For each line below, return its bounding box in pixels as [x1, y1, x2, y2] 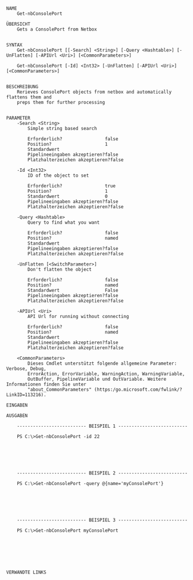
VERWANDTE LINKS [6, 569, 46, 575]
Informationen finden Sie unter [6, 381, 86, 387]
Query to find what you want [27, 220, 100, 226]
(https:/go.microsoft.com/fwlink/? [94, 387, 183, 393]
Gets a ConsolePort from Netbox [17, 26, 97, 32]
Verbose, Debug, [6, 366, 46, 372]
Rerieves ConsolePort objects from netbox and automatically [17, 89, 172, 95]
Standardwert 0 [27, 193, 108, 199]
